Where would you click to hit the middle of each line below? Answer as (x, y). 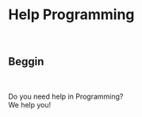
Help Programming (71, 15)
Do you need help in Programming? (66, 96)
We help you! (30, 104)
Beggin (26, 62)
